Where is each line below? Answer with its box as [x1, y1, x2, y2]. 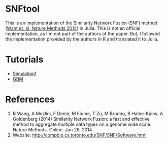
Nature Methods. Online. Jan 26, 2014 [12, 126, 92, 132]
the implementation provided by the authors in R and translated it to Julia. [5, 36, 159, 42]
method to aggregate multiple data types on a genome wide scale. [12, 121, 152, 127]
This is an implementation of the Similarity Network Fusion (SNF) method [5, 20, 158, 26]
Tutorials [5, 54, 44, 65]
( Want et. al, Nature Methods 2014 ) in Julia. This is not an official [5, 25, 141, 31]
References [5, 94, 55, 105]
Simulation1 [12, 70, 37, 77]
